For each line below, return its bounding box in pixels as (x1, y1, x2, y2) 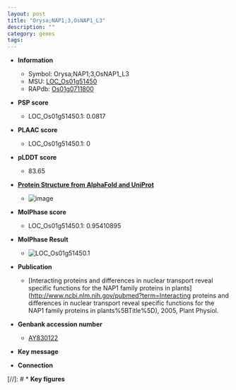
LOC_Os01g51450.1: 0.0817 (28, 112, 106, 121)
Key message (17, 348, 59, 356)
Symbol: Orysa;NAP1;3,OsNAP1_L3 (28, 70, 129, 78)
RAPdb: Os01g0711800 (28, 85, 94, 93)
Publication (17, 263, 52, 271)
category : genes (7, 30, 55, 37)
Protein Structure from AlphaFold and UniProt (17, 181, 154, 189)
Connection (17, 361, 53, 370)
